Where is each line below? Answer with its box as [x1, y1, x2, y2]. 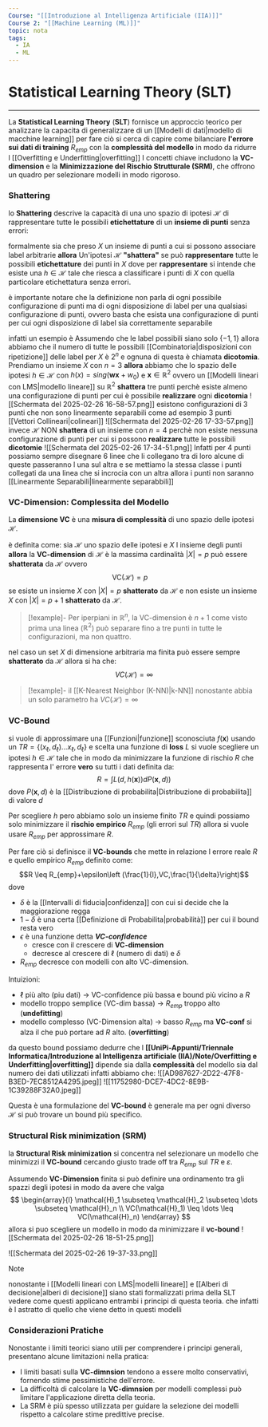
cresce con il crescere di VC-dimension [31, 939, 164, 950]
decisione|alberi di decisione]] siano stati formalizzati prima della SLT [8, 1288, 236, 1298]
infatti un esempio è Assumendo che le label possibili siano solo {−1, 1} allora [8, 334, 259, 343]
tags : [8, 34, 26, 42]
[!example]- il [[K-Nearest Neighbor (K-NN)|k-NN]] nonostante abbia [27, 686, 253, 695]
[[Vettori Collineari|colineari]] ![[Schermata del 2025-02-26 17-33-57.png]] [8, 416, 254, 425]
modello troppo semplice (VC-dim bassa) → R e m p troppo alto [19, 998, 221, 1010]
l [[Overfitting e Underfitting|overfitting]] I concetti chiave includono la [8, 152, 238, 162]
